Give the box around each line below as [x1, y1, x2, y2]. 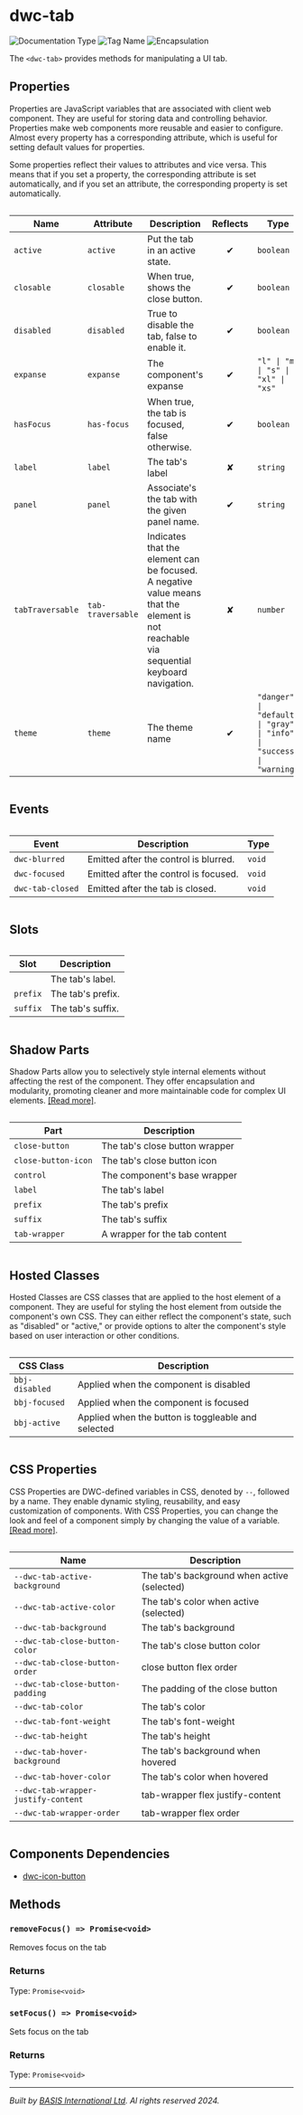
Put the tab [147, 232, 194, 245]
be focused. [147, 564, 198, 576]
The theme [147, 721, 194, 734]
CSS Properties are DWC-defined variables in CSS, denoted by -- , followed [9, 1485, 290, 1497]
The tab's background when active [141, 1569, 289, 1581]
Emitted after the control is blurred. [87, 852, 235, 865]
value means [147, 586, 201, 599]
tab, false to [147, 329, 197, 342]
